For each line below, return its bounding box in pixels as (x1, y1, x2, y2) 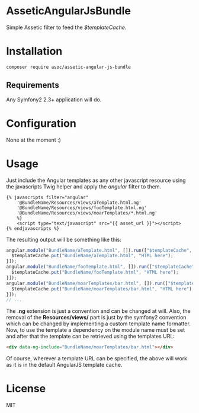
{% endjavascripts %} (6, 225, 60, 232)
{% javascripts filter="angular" (6, 194, 89, 200)
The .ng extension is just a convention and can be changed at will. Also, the (6, 308, 191, 315)
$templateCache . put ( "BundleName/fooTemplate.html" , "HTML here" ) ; (11, 270, 179, 276)
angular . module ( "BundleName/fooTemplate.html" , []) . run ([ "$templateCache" (6, 264, 195, 270)
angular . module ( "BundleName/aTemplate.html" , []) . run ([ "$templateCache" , (6, 247, 192, 253)
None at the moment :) (6, 136, 61, 143)
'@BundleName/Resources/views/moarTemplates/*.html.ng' (17, 210, 158, 216)
